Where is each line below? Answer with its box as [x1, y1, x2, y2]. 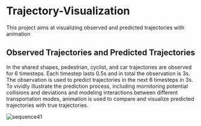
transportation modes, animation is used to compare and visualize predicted [6, 95, 194, 102]
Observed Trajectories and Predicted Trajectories [6, 48, 196, 58]
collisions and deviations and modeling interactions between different [6, 88, 178, 96]
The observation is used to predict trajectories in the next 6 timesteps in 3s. [6, 76, 193, 83]
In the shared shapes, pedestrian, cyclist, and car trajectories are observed [6, 63, 192, 70]
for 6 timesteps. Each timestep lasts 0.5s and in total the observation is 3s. [6, 70, 190, 77]
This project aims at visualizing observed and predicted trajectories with [6, 24, 185, 31]
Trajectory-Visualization [6, 4, 130, 18]
